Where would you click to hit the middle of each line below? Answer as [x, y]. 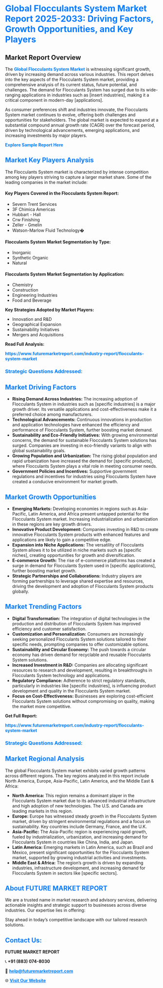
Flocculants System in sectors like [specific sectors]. [65, 873]
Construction [25, 290]
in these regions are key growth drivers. [52, 524]
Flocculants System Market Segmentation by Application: [65, 274]
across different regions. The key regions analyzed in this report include [77, 776]
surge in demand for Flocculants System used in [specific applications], [84, 566]
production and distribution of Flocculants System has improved [76, 623]
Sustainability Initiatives [36, 329]
